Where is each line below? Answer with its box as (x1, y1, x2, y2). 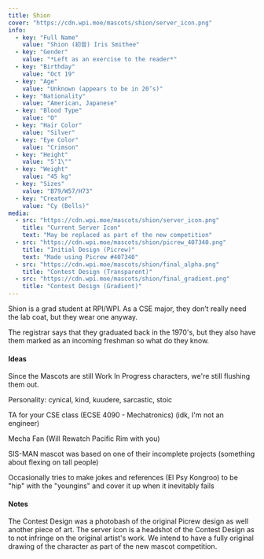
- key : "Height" (15, 150, 68, 158)
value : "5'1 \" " (22, 158, 72, 166)
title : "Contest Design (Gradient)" (22, 283, 143, 291)
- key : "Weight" (15, 165, 68, 173)
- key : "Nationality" (15, 92, 86, 100)
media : (8, 209, 30, 217)
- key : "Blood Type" (15, 107, 82, 115)
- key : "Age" (15, 77, 58, 85)
